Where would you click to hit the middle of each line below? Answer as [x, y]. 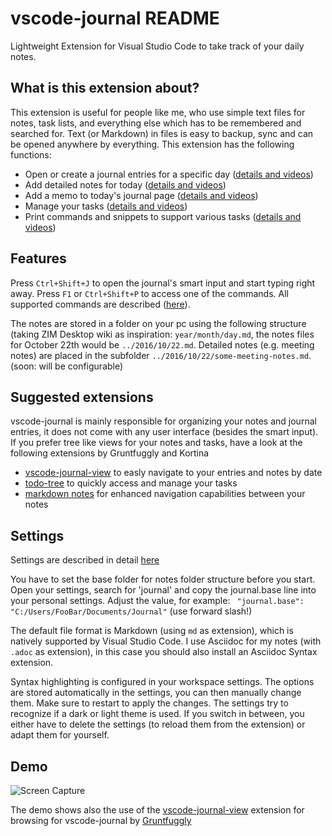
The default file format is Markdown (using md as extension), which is [152, 631]
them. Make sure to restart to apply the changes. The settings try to [149, 703]
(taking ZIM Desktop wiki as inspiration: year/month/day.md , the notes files [162, 334]
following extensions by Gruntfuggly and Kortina [110, 453]
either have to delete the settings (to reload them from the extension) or [158, 724]
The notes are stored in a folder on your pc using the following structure [158, 323]
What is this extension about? [105, 88]
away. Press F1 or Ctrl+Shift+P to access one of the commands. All [149, 293]
